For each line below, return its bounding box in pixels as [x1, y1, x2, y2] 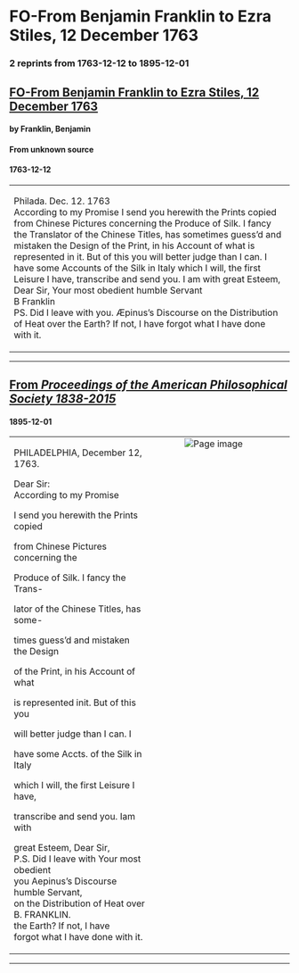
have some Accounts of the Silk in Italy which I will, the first [13, 262, 261, 274]
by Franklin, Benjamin [9, 123, 92, 135]
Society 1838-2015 [9, 391, 117, 407]
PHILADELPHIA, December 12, [13, 446, 142, 459]
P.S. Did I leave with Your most [13, 852, 141, 865]
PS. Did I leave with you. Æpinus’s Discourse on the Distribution [13, 306, 279, 319]
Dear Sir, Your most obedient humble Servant [13, 284, 203, 296]
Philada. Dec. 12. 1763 [13, 195, 111, 207]
